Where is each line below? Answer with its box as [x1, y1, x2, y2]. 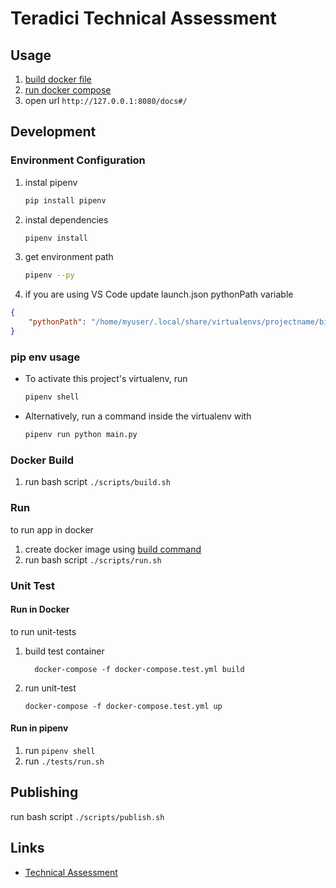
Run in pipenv [10, 722, 69, 734]
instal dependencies [24, 213, 109, 226]
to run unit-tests [10, 625, 77, 637]
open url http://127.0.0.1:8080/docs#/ [24, 95, 188, 106]
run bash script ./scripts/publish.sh [10, 810, 165, 822]
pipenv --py [24, 270, 75, 281]
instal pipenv [24, 176, 78, 188]
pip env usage [10, 350, 81, 364]
